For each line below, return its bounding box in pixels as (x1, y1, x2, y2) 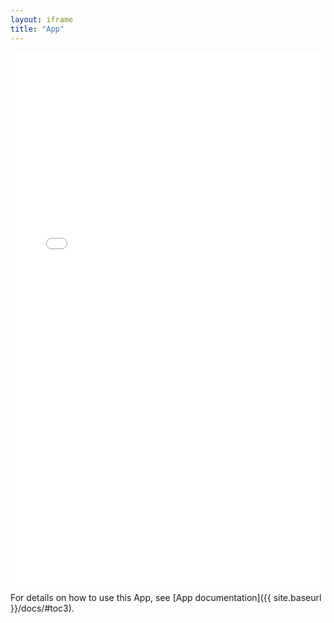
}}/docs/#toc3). (10, 602, 75, 614)
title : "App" (10, 24, 65, 34)
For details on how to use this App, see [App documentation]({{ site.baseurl (10, 591, 322, 603)
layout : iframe (10, 14, 74, 25)
